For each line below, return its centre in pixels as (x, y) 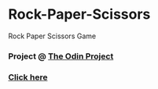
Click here (28, 77)
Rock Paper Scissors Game (52, 36)
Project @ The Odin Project (61, 56)
